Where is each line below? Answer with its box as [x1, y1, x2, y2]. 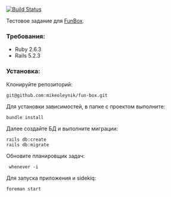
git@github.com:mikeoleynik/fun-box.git [6, 92, 108, 98]
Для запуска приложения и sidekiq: [6, 174, 97, 181]
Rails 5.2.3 [14, 52, 41, 59]
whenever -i [8, 163, 39, 170]
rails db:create [6, 137, 46, 143]
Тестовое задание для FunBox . [6, 17, 85, 24]
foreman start [6, 186, 42, 192]
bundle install [6, 114, 44, 120]
